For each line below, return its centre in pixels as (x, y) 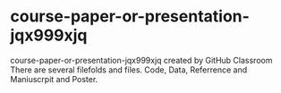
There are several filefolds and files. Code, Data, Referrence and (129, 70)
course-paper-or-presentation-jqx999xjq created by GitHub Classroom (141, 60)
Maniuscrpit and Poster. (54, 79)
